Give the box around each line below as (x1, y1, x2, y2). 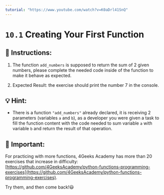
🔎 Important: (5, 140, 45, 149)
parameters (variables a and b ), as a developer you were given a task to (12, 115, 160, 121)
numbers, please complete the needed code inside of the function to (12, 67, 154, 73)
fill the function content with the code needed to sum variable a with (12, 120, 153, 126)
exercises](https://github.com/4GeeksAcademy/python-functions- (5, 169, 142, 175)
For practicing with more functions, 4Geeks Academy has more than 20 (5, 153, 152, 160)
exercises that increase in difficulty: (5, 159, 78, 165)
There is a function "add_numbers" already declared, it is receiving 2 (12, 110, 151, 116)
